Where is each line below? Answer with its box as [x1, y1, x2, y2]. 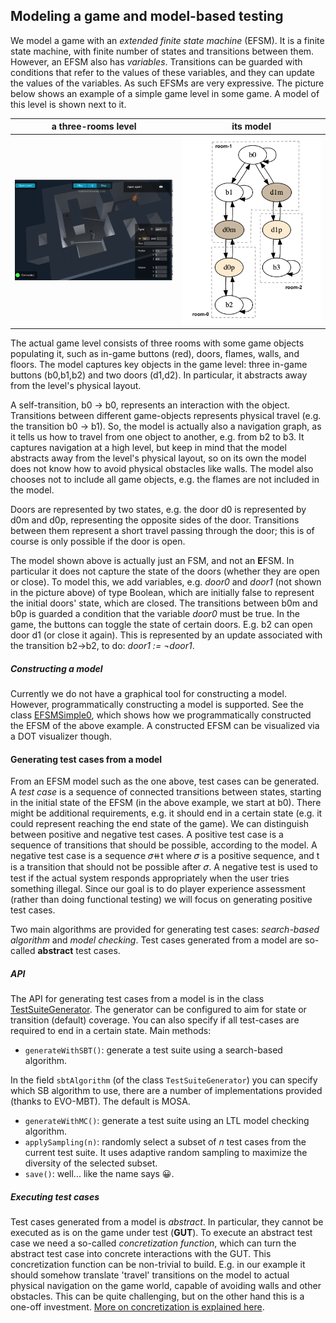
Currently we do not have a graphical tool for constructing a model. [10, 688, 287, 700]
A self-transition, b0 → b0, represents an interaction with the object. [10, 399, 291, 411]
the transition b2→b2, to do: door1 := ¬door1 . [10, 640, 195, 652]
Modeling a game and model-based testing [10, 8, 284, 25]
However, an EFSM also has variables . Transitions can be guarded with [10, 55, 303, 68]
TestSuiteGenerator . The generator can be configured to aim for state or [10, 1004, 307, 1016]
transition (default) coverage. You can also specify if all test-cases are [10, 1014, 300, 1026]
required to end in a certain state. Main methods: [10, 1025, 212, 1037]
